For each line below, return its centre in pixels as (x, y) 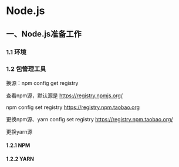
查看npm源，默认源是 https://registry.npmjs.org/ (65, 96)
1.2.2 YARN (20, 159)
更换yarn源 (19, 132)
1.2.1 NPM (18, 145)
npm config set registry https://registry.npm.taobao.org (73, 107)
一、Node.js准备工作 (44, 34)
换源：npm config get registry (42, 83)
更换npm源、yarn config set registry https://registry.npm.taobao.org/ (89, 119)
